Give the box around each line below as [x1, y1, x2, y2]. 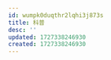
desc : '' [8, 26, 37, 34]
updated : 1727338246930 [8, 33, 87, 41]
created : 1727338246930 [8, 41, 87, 48]
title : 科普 [8, 19, 45, 26]
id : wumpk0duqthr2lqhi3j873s [8, 11, 104, 19]
